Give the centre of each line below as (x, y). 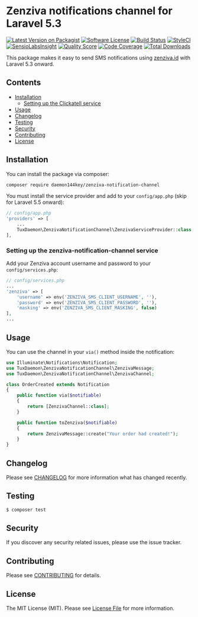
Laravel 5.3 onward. (30, 64)
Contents (24, 83)
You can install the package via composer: (58, 174)
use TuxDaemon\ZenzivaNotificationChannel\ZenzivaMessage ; (80, 368)
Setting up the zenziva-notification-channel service (82, 250)
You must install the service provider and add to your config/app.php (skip (97, 196)
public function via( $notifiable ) (59, 395)
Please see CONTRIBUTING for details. (54, 576)
